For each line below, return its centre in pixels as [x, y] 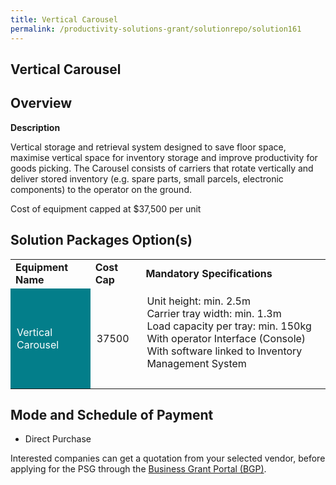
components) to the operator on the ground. [101, 189]
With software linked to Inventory [224, 351]
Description [35, 127]
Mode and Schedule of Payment [112, 414]
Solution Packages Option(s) [101, 240]
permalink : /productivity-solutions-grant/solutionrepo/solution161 [156, 29]
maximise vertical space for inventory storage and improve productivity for [164, 157]
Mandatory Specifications [209, 273]
